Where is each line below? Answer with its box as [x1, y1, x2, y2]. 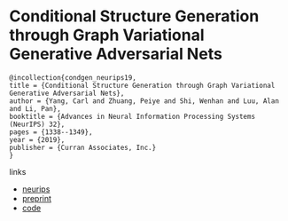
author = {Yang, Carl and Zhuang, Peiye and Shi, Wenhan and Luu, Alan [9, 96, 279, 106]
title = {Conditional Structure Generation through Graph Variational [9, 81, 276, 90]
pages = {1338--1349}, [9, 127, 93, 137]
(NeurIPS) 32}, [9, 120, 66, 129]
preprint [21, 193, 51, 203]
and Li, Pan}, [9, 104, 62, 113]
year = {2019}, [9, 135, 66, 144]
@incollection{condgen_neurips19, [9, 73, 137, 82]
